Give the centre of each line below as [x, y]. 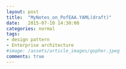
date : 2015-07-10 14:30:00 [43, 23]
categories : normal [31, 28]
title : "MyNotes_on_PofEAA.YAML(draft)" [59, 17]
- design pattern [28, 40]
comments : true [25, 56]
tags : [13, 34]
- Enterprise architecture [40, 46]
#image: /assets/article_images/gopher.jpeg [63, 51]
